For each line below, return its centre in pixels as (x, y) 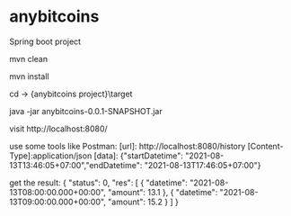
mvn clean (28, 58)
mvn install (29, 76)
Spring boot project (45, 41)
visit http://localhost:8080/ (58, 129)
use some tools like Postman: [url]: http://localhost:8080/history (128, 146)
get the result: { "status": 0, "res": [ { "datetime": (99, 183)
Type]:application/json (51, 156)
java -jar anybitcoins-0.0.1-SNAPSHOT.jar (86, 111)
